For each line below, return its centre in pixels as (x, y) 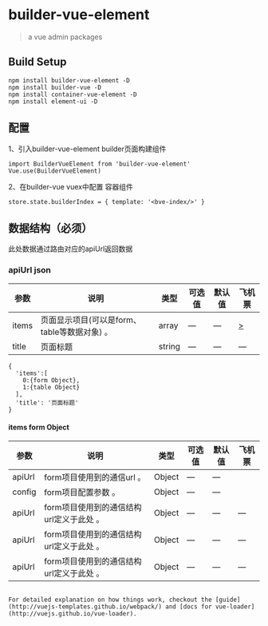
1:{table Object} (51, 387)
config (24, 492)
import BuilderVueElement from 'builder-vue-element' (100, 164)
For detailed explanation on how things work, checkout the (110, 600)
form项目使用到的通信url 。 (95, 477)
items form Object (39, 427)
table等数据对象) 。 (77, 332)
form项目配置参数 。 (82, 492)
